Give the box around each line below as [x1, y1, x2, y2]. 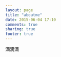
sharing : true [5, 27, 36, 32]
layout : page [5, 7, 33, 13]
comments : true [5, 22, 38, 27]
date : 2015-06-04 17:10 [5, 17, 56, 22]
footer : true [5, 31, 33, 36]
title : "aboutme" [5, 12, 43, 17]
